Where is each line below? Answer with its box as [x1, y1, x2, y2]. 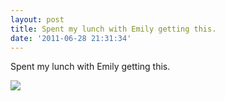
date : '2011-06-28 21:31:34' [10, 33, 132, 43]
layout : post [10, 14, 65, 25]
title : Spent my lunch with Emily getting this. [10, 24, 217, 34]
